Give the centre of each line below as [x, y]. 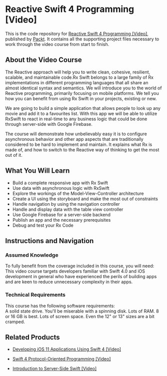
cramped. [15, 322]
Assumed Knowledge [32, 255]
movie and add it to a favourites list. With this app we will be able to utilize [81, 113]
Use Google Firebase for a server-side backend [61, 214]
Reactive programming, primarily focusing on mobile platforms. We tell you [82, 93]
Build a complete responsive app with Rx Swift [60, 183]
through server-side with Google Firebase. [49, 124]
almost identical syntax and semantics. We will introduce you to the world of [83, 88]
